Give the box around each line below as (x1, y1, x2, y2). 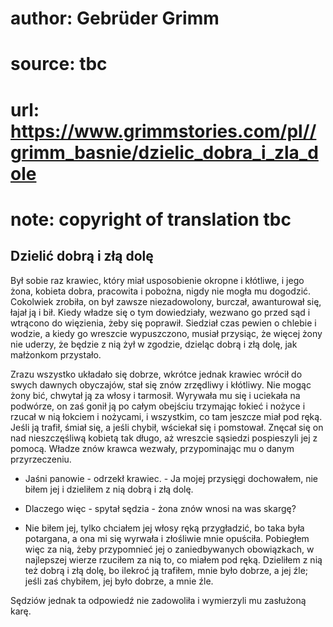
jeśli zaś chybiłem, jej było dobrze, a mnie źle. (24, 575, 214, 587)
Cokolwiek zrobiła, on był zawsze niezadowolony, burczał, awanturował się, (10, 295, 322, 307)
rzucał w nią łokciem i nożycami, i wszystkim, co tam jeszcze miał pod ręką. (10, 410, 323, 422)
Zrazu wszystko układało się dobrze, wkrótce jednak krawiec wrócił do (10, 368, 303, 380)
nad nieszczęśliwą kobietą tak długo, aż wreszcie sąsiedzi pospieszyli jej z (10, 432, 318, 444)
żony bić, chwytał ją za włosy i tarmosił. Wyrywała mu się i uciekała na (10, 389, 301, 401)
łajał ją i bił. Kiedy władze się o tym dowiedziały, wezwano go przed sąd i (10, 306, 311, 318)
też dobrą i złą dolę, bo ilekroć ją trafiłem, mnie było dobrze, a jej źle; (24, 564, 309, 576)
